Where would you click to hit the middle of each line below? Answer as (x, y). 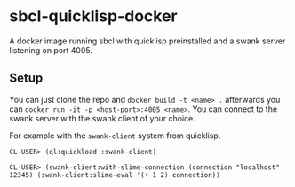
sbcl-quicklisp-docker (93, 16)
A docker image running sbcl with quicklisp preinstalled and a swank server (147, 41)
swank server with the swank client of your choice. (102, 118)
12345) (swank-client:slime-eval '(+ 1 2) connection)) (115, 175)
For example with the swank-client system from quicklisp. (115, 136)
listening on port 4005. (51, 50)
